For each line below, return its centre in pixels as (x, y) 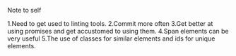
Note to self (24, 10)
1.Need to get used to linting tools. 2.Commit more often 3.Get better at (110, 23)
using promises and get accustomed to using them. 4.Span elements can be (118, 31)
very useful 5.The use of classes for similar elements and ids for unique (111, 38)
